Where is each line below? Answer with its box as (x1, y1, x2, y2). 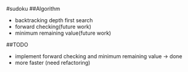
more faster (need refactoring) (14, 59, 91, 66)
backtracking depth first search (14, 17, 93, 23)
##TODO (6, 41, 28, 48)
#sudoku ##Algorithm (6, 5, 61, 12)
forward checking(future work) (14, 23, 92, 30)
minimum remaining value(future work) (14, 29, 111, 37)
